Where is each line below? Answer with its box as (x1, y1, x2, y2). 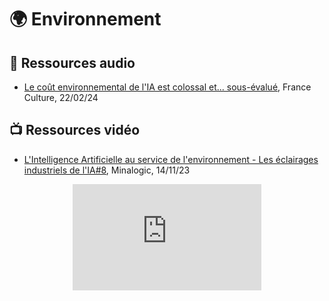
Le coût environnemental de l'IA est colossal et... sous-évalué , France (23, 81, 312, 93)
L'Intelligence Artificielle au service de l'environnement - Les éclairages (23, 153, 319, 165)
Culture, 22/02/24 (23, 92, 99, 103)
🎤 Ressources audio (9, 54, 136, 71)
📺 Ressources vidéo (9, 122, 141, 139)
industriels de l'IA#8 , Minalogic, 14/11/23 (23, 164, 191, 176)
